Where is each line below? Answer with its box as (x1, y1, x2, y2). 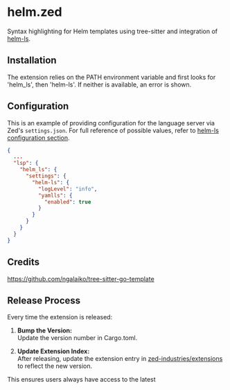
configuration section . (7, 133, 71, 142)
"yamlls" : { (37, 192, 73, 199)
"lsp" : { (13, 160, 39, 167)
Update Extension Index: (17, 347, 90, 355)
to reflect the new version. (17, 362, 93, 371)
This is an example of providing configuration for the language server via (7, 118, 215, 127)
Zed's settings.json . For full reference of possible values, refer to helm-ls (7, 126, 220, 134)
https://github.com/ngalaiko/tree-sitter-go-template (7, 274, 154, 283)
